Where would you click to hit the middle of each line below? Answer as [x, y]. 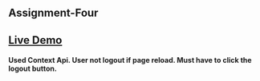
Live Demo [35, 40]
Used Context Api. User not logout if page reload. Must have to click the [130, 60]
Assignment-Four [53, 13]
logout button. [33, 69]
